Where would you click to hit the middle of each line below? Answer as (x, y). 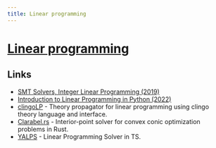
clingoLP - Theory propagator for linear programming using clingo (113, 106)
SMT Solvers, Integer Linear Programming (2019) (88, 92)
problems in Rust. (43, 129)
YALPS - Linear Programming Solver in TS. (79, 136)
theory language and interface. (62, 114)
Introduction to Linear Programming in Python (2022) (94, 99)
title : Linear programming (47, 14)
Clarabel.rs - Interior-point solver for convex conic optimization (109, 121)
